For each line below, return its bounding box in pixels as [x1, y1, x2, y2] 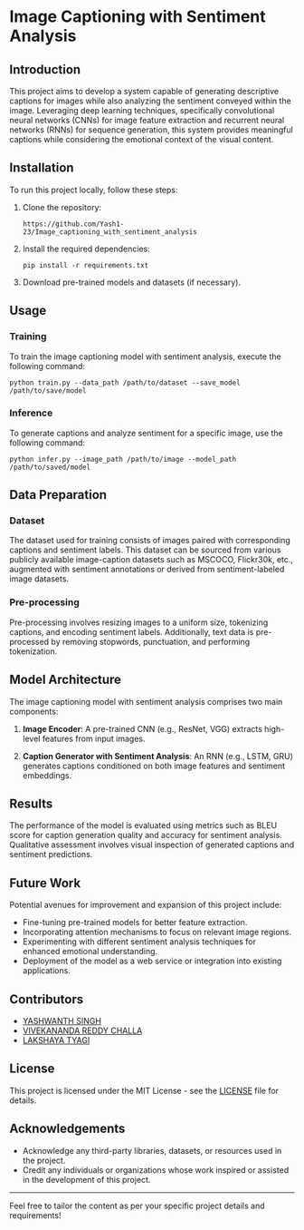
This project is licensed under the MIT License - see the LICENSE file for [9, 1085, 279, 1096]
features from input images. [42, 733, 147, 744]
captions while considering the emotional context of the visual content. [9, 134, 274, 144]
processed [9, 636, 50, 647]
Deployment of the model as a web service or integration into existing [22, 955, 282, 967]
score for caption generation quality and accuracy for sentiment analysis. [9, 830, 282, 841]
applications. [22, 965, 71, 976]
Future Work [9, 875, 81, 891]
